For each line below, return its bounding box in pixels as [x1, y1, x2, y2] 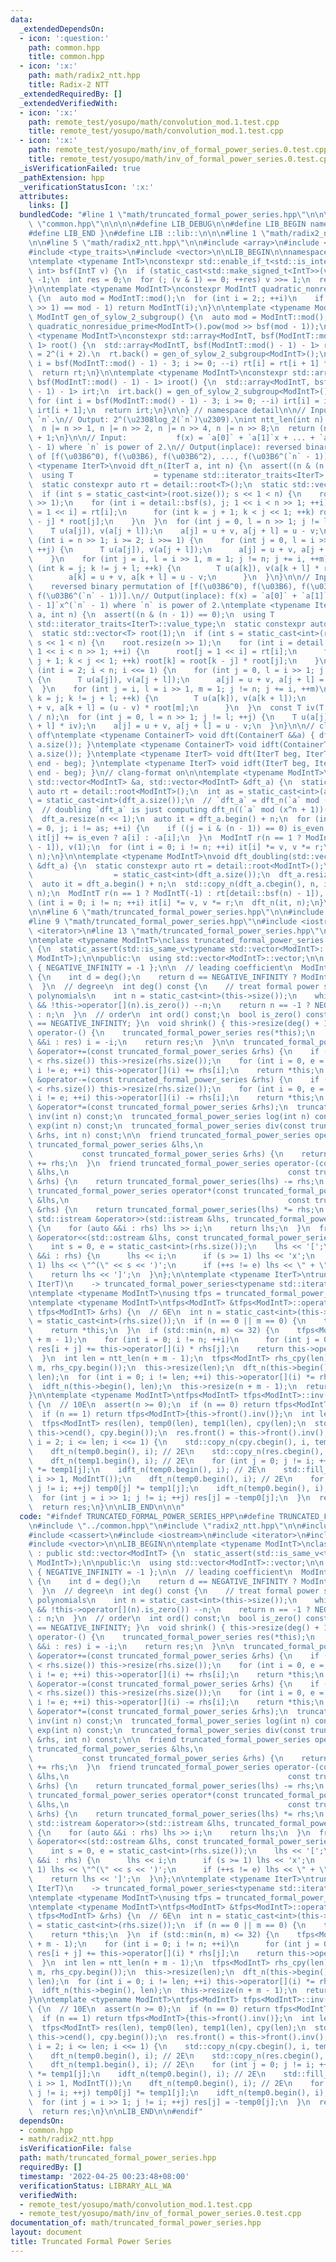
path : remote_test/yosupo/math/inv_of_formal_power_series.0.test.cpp [28, 145, 329, 155]
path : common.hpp [28, 42, 101, 53]
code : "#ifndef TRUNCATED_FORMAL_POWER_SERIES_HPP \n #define [19, 1511, 275, 1521]
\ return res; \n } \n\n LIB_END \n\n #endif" [28, 2106, 203, 2116]
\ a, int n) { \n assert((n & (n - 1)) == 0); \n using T [28, 609, 275, 620]
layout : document [10, 2227, 83, 2238]
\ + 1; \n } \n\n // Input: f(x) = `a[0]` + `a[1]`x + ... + [28, 433, 315, 443]
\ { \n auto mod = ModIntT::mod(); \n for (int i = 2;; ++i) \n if [28, 294, 325, 304]
